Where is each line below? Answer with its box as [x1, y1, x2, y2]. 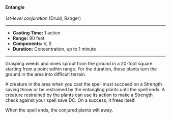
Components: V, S [12, 41, 52, 47]
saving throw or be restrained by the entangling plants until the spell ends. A [5, 87, 165, 93]
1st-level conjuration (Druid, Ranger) [5, 15, 81, 21]
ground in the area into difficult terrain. [5, 71, 87, 77]
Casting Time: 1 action [12, 30, 61, 36]
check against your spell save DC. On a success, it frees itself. [5, 97, 136, 103]
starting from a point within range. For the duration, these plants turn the [5, 66, 157, 72]
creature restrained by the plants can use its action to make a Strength [5, 92, 153, 98]
